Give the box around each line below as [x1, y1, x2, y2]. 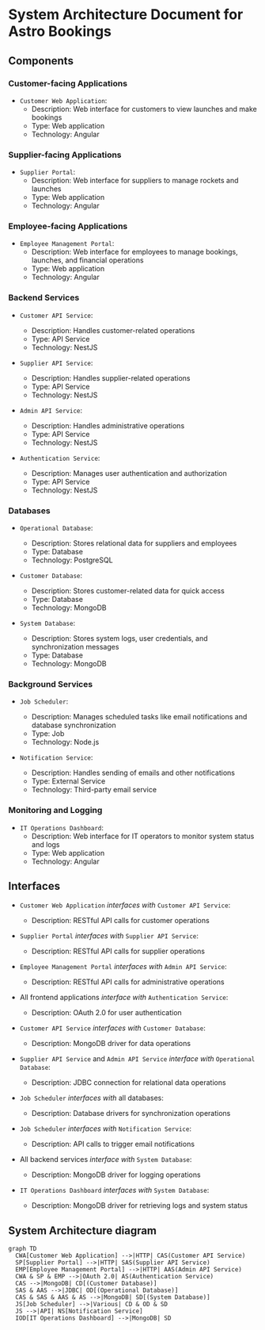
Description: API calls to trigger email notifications [31, 1140, 195, 1149]
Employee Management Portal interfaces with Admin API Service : [19, 962, 227, 972]
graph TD [8, 1245, 37, 1253]
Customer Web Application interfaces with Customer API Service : [19, 900, 231, 910]
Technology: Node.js [31, 738, 100, 747]
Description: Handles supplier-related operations [31, 373, 191, 382]
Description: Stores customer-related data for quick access [31, 586, 225, 596]
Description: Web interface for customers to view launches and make [31, 104, 257, 113]
